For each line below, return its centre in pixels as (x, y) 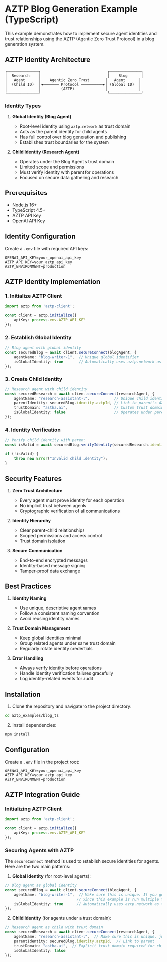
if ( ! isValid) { (22, 454)
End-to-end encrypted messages (54, 560)
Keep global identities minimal (50, 638)
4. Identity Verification (33, 430)
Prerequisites (26, 193)
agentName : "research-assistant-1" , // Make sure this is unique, (85, 937)
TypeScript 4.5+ (29, 210)
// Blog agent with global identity (43, 348)
